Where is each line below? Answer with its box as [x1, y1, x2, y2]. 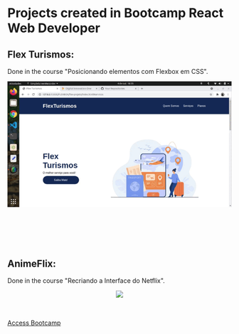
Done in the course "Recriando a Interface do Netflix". [7, 276, 165, 285]
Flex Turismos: [7, 48, 75, 60]
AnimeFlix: [7, 257, 57, 269]
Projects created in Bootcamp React [7, 5, 224, 21]
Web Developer [7, 20, 101, 36]
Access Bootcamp [7, 318, 61, 328]
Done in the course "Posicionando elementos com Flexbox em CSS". [7, 68, 208, 75]
